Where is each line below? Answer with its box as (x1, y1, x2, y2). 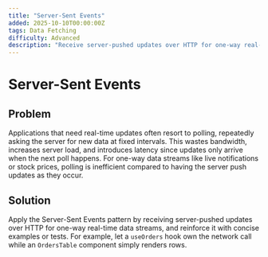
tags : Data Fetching (8, 26, 77, 34)
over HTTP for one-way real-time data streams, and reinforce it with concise (8, 223, 260, 232)
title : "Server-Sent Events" (8, 11, 105, 20)
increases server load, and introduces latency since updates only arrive (8, 145, 243, 155)
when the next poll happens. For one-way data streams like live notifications (8, 154, 259, 163)
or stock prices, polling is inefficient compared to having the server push (8, 162, 247, 172)
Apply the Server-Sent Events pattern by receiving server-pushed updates (8, 214, 253, 224)
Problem (8, 107, 52, 120)
